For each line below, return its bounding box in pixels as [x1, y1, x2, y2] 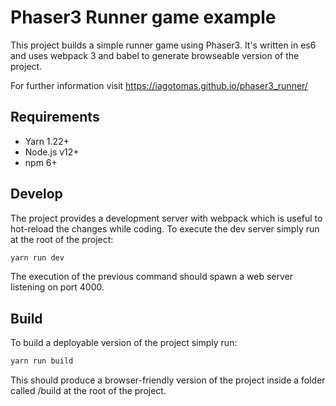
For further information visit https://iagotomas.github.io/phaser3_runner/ [10, 79, 308, 91]
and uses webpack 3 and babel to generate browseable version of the [10, 49, 300, 61]
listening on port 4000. [10, 281, 105, 293]
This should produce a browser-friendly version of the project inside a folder [10, 374, 326, 386]
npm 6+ [24, 156, 58, 168]
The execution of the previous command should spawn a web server [10, 271, 294, 283]
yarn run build [10, 356, 74, 366]
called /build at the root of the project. [10, 385, 167, 397]
